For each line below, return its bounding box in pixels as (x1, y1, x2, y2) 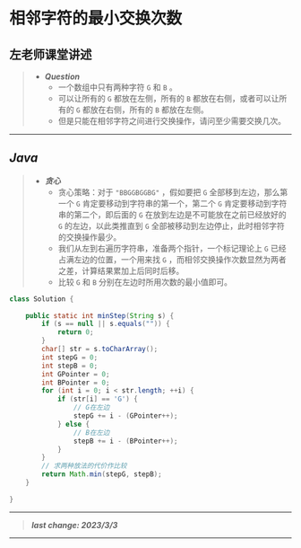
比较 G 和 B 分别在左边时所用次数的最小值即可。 (57, 276, 233, 287)
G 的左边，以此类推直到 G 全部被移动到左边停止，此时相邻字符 (57, 220, 285, 231)
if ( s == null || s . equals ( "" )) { (41, 320, 170, 329)
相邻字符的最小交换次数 (9, 8, 183, 29)
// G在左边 (73, 403, 110, 412)
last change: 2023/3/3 (30, 519, 118, 530)
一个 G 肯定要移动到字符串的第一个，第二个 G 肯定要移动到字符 (57, 198, 288, 208)
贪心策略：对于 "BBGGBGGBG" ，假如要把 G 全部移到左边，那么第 (57, 186, 288, 198)
